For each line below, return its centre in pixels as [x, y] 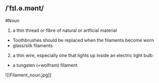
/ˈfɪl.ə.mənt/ [25, 8]
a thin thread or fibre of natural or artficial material [65, 30]
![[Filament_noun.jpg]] [28, 75]
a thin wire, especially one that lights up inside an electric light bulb [83, 55]
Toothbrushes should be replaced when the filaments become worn [83, 40]
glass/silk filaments [33, 46]
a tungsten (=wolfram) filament [45, 65]
